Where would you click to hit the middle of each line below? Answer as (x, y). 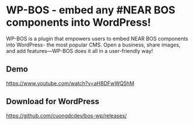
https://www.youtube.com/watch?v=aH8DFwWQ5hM (70, 83)
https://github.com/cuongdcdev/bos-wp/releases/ (67, 115)
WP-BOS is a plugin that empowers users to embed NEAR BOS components (97, 38)
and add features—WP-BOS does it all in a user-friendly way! (79, 51)
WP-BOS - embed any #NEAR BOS (91, 10)
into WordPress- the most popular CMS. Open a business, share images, (93, 45)
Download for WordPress (53, 101)
